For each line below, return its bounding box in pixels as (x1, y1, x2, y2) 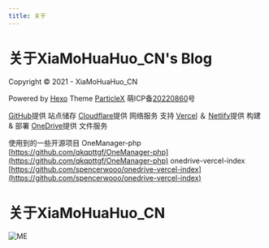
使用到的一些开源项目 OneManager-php (8, 138, 142, 148)
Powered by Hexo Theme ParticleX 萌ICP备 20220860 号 (8, 93, 196, 103)
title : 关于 (8, 11, 46, 20)
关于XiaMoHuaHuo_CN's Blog (8, 49, 213, 67)
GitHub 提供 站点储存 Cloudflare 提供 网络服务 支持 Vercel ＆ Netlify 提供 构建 (8, 110, 262, 120)
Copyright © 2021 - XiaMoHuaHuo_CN (8, 76, 138, 86)
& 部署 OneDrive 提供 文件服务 (8, 121, 108, 130)
